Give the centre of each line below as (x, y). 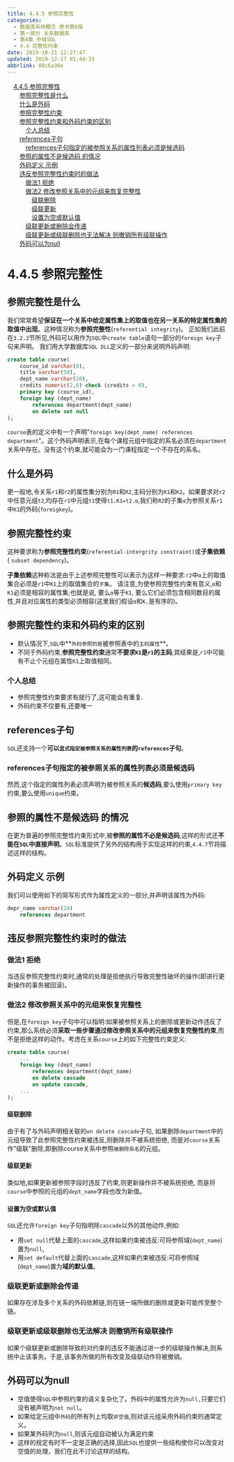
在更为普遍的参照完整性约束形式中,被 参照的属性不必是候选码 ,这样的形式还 (113, 835)
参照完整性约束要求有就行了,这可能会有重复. (80, 697)
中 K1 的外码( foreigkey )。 (42, 509)
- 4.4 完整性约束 (36, 46)
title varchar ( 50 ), (48, 373)
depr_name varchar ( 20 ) (40, 908)
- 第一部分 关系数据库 (41, 33)
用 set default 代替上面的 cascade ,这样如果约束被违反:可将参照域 (108, 1258)
